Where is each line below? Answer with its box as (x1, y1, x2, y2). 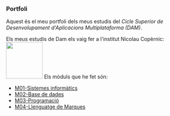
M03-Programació (14, 97, 60, 104)
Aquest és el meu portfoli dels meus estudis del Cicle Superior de (6, 18, 164, 25)
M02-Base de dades (14, 91, 64, 98)
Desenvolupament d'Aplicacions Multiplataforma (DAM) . (6, 24, 143, 31)
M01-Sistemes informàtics (14, 84, 78, 92)
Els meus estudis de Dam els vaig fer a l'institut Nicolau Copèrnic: (6, 36, 165, 43)
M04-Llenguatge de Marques (14, 103, 86, 110)
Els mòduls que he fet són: (43, 73, 108, 80)
